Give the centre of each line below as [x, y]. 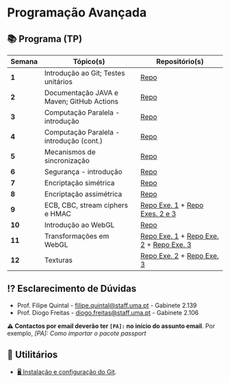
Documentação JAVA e [81, 93]
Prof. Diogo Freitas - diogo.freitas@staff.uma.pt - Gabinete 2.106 [108, 312]
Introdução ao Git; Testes [85, 73]
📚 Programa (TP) [45, 39]
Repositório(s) [180, 61]
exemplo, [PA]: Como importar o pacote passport [77, 333]
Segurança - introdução [83, 172]
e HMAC [58, 214]
